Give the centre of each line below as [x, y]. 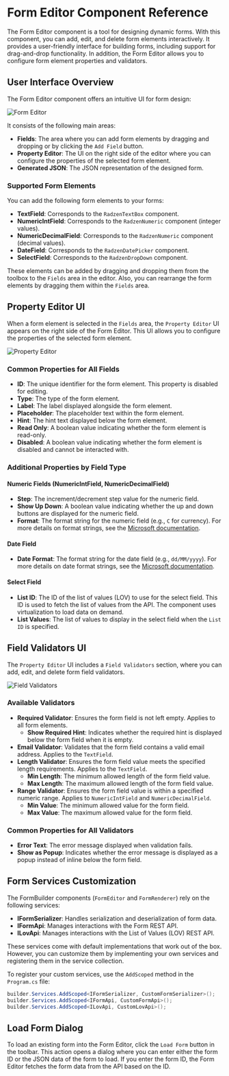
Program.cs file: [28, 981]
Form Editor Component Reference [108, 13]
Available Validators [41, 703]
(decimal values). [41, 243]
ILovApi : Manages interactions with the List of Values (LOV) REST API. [116, 933]
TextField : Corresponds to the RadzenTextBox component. [98, 214]
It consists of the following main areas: [62, 125]
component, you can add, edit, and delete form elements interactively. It [108, 38]
